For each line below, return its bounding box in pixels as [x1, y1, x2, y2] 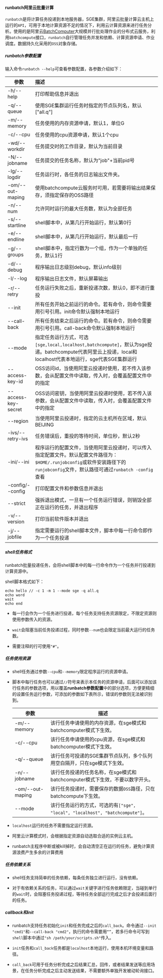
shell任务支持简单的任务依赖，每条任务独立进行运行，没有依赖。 [12, 875, 141, 880]
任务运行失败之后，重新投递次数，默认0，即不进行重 [34, 284, 155, 291]
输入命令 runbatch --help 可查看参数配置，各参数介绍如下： [5, 66, 123, 72]
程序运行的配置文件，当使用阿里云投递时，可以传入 [34, 444, 152, 451]
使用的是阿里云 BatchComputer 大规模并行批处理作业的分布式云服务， [13, 28, 151, 34]
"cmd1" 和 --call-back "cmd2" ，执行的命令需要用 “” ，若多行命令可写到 [12, 929, 149, 935]
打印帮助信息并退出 [34, 91, 79, 98]
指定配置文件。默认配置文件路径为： [34, 452, 118, 459]
